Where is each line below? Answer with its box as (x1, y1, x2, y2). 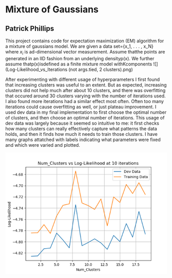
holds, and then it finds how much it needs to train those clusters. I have (5, 131, 158, 137)
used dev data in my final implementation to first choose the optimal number (5, 109, 167, 115)
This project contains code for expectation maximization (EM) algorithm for (5, 38, 164, 44)
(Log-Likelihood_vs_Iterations (5, 66, 68, 73)
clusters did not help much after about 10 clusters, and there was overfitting (5, 87, 166, 93)
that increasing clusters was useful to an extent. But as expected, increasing (5, 81, 167, 88)
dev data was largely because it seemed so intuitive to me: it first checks (5, 120, 159, 126)
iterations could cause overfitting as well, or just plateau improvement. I (5, 103, 157, 110)
